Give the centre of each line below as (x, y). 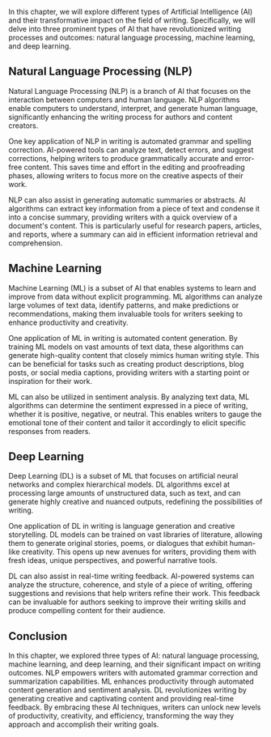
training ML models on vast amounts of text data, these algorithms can (126, 347)
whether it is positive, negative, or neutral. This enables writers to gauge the (135, 414)
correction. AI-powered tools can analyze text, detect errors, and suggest (131, 150)
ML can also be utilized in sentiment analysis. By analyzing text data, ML (129, 397)
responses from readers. (50, 431)
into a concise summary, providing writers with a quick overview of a (123, 217)
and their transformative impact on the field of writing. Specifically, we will (132, 20)
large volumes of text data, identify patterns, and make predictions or (124, 305)
